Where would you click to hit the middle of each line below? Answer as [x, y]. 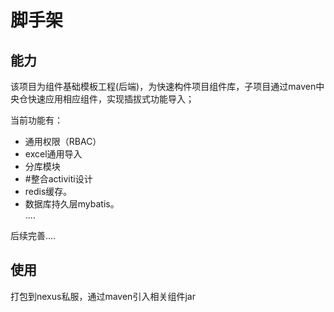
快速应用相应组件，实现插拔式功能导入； [111, 99]
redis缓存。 [48, 191]
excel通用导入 [53, 154]
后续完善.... [33, 235]
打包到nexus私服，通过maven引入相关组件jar [103, 296]
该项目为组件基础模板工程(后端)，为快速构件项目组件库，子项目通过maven [163, 86]
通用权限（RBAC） [63, 141]
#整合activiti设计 [58, 179]
